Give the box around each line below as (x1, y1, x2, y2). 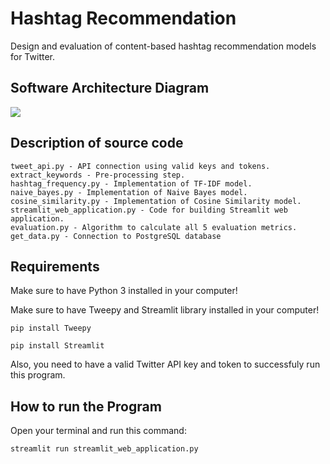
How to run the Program (10, 398, 162, 415)
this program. (10, 369, 66, 381)
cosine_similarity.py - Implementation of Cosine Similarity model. (10, 196, 302, 206)
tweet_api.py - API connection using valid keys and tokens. (10, 161, 271, 171)
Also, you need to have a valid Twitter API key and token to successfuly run (10, 358, 321, 371)
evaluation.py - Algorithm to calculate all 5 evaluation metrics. (10, 222, 298, 232)
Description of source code (10, 135, 184, 152)
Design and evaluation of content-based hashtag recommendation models (10, 40, 317, 52)
